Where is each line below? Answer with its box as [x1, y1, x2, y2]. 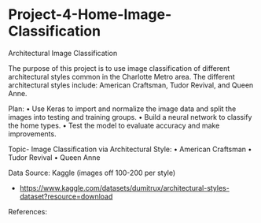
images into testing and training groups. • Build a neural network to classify [8, 112, 252, 121]
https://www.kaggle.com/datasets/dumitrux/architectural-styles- [19, 183, 230, 192]
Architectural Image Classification [8, 48, 118, 58]
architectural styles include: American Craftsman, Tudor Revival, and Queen [8, 80, 254, 90]
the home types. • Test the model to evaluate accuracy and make [8, 121, 220, 130]
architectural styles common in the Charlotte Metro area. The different [8, 72, 236, 81]
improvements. [8, 128, 57, 139]
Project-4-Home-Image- [8, 6, 172, 24]
